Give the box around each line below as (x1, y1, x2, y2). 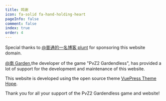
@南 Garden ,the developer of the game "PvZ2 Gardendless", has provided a (5, 60, 162, 66)
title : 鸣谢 (5, 7, 28, 12)
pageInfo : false (5, 16, 39, 21)
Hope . (5, 81, 18, 87)
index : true (5, 26, 30, 31)
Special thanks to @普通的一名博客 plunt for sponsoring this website (5, 45, 146, 50)
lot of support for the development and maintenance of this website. (5, 66, 146, 72)
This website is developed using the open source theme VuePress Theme (5, 75, 157, 81)
